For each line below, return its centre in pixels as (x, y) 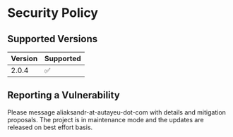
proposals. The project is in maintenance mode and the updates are (106, 119)
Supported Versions (52, 39)
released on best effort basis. (50, 127)
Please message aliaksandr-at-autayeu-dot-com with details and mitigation (116, 112)
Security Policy (53, 13)
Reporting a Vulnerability (64, 95)
